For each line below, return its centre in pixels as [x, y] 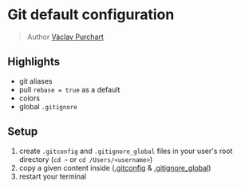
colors [30, 98]
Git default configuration [91, 15]
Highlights [34, 62]
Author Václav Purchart [65, 37]
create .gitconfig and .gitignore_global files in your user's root [126, 151]
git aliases [36, 81]
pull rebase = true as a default [69, 89]
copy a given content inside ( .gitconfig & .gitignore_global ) [115, 167]
